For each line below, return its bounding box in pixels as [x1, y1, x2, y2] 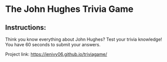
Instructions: [5, 23, 46, 32]
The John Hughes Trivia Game [5, 3, 133, 15]
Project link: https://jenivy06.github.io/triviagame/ [5, 51, 107, 57]
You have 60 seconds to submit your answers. [5, 42, 101, 48]
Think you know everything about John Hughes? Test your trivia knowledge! [5, 36, 162, 42]
